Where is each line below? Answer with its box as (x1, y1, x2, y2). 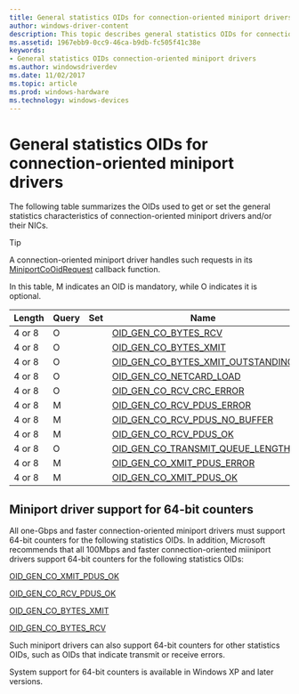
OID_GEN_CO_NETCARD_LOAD (111, 370, 242, 383)
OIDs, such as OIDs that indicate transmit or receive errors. (9, 650, 225, 660)
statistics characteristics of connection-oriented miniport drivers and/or (9, 211, 272, 222)
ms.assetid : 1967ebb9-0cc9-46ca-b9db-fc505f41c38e (9, 37, 201, 47)
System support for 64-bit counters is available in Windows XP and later (9, 666, 274, 677)
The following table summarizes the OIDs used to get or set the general (9, 201, 271, 212)
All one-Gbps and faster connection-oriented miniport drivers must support (9, 526, 286, 537)
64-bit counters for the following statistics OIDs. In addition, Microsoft (9, 535, 265, 545)
